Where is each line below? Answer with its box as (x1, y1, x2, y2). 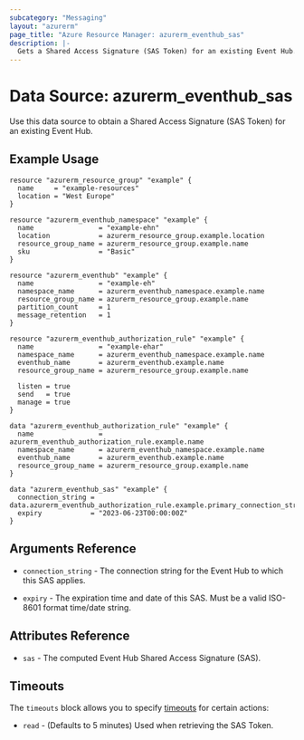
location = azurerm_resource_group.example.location (17, 231, 265, 240)
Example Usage (9, 151, 100, 168)
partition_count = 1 (17, 303, 111, 312)
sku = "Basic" (17, 246, 136, 256)
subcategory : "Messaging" (9, 13, 107, 23)
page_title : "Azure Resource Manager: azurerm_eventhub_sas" (9, 30, 245, 39)
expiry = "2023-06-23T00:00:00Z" (17, 508, 188, 517)
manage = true (17, 398, 71, 407)
